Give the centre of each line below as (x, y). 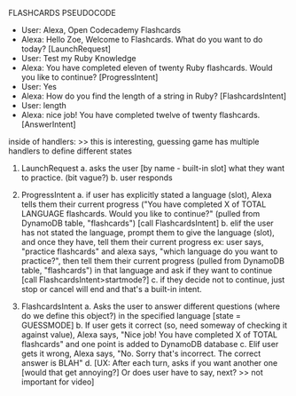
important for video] (58, 382)
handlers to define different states (70, 151)
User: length (44, 105)
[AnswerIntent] (48, 124)
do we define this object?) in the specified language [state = (131, 316)
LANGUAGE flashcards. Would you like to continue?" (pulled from (140, 214)
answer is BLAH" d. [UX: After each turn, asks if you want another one (149, 363)
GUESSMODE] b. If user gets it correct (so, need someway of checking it (154, 325)
